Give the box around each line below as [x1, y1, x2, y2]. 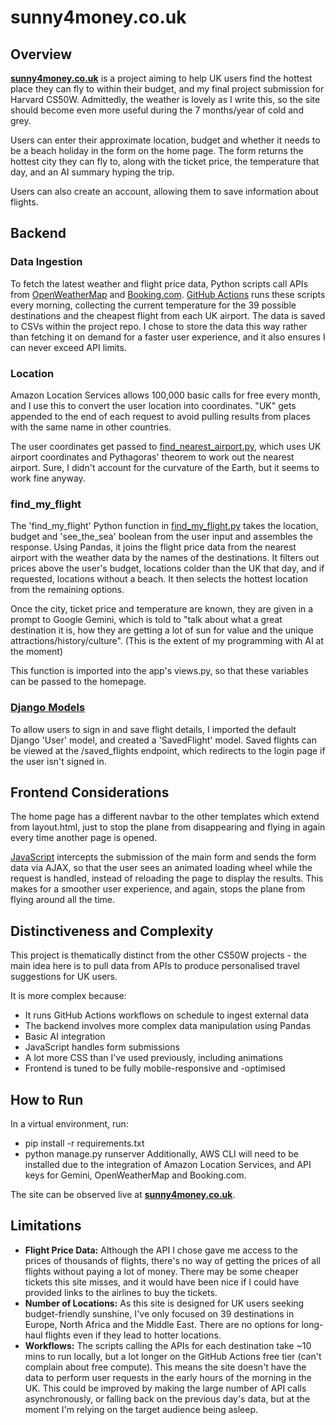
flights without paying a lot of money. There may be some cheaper [24, 1265, 299, 1277]
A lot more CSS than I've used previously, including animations [24, 1052, 283, 1064]
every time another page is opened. [10, 832, 158, 844]
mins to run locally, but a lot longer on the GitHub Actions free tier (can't [24, 1350, 322, 1362]
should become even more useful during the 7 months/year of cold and [10, 104, 304, 116]
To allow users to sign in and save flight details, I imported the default [10, 723, 297, 735]
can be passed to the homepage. [10, 676, 147, 688]
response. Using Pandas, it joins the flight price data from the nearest [10, 541, 297, 553]
